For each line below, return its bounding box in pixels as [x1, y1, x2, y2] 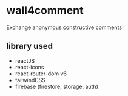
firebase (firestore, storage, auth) [15, 83, 99, 90]
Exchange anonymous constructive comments [6, 24, 123, 31]
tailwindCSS [15, 76, 45, 83]
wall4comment [6, 4, 84, 18]
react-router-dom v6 [15, 70, 67, 77]
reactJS [15, 57, 35, 64]
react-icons [15, 63, 44, 71]
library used [6, 41, 53, 51]
